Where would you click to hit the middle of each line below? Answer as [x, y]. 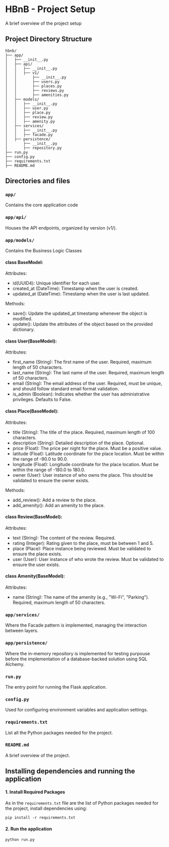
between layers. [22, 631]
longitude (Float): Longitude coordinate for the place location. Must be [86, 464]
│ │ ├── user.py [27, 108]
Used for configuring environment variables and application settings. [77, 710]
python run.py [20, 839]
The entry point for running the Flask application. [56, 687]
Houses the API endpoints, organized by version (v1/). [61, 228]
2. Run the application [29, 829]
